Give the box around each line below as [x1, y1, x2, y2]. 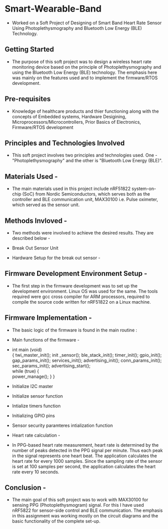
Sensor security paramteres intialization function [12, 422, 113, 428]
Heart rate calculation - [12, 432, 60, 438]
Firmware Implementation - [5, 314, 92, 322]
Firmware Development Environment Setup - [5, 269, 147, 278]
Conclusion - [5, 484, 46, 492]
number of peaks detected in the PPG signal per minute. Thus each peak [12, 447, 163, 453]
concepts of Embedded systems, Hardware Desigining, [12, 113, 127, 119]
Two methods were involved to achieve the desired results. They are [12, 230, 154, 235]
